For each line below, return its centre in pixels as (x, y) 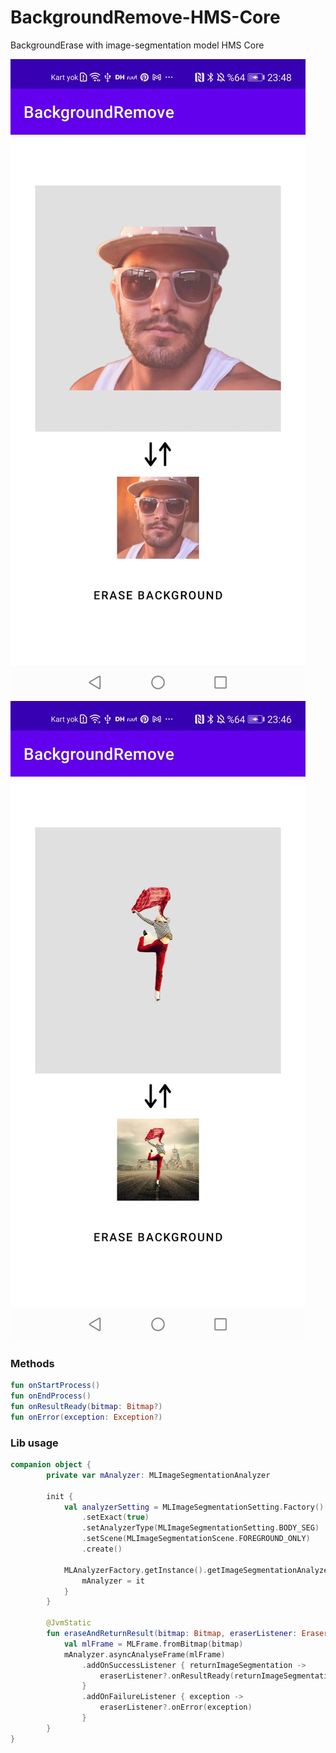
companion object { (51, 1465)
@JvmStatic (69, 1623)
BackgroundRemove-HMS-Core (145, 17)
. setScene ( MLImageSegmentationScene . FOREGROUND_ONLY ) (196, 1539)
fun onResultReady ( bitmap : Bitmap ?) (86, 1406)
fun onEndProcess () (51, 1396)
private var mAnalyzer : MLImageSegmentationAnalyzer (158, 1475)
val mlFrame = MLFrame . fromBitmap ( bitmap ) (153, 1644)
